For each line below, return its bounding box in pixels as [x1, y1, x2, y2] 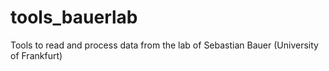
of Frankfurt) [10, 49, 63, 61]
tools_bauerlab [10, 6, 138, 29]
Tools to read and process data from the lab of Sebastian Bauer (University [10, 39, 319, 51]
